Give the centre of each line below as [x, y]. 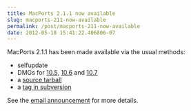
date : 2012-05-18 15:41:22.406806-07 [61, 33]
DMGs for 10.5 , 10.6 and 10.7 [57, 73]
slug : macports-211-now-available [57, 20]
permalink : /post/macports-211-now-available [73, 26]
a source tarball [39, 80]
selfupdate [32, 65]
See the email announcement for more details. [73, 101]
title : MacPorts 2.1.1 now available [61, 13]
